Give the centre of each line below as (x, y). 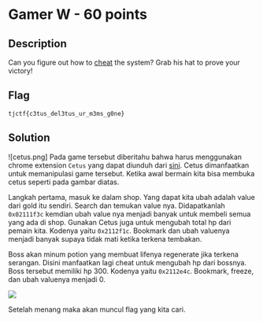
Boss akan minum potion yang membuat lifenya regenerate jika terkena (123, 254)
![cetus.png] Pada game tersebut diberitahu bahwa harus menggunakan (125, 157)
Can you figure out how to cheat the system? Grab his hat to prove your (124, 62)
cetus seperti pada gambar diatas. (64, 182)
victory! (20, 71)
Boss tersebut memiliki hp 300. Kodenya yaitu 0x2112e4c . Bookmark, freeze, (131, 271)
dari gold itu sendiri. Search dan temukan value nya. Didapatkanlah (117, 205)
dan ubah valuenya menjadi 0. (57, 279)
